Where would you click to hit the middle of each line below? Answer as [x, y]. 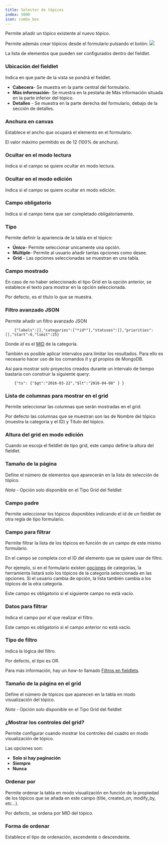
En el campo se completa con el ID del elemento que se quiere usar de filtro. [84, 558]
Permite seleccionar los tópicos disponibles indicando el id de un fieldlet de [83, 514]
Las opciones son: [24, 748]
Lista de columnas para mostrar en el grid [57, 396]
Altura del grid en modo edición [44, 434]
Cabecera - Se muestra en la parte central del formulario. [71, 87]
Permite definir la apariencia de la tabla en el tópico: [59, 238]
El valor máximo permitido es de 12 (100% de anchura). [62, 142]
